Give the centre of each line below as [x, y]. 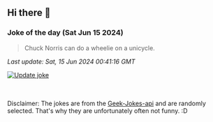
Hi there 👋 [29, 13]
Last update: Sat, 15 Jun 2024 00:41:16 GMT [71, 61]
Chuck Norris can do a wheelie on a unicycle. [89, 48]
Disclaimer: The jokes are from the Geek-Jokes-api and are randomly [106, 103]
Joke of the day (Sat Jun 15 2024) [65, 33]
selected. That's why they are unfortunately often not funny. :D [97, 110]
